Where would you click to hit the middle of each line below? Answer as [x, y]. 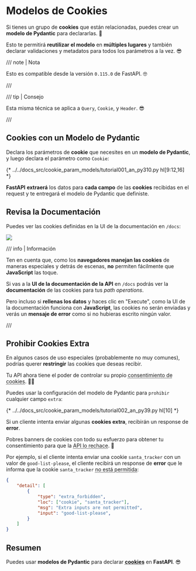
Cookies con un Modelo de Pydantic [73, 138]
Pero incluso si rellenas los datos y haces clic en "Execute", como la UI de [96, 301]
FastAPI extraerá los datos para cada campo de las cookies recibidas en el [97, 187]
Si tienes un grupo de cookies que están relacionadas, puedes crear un [92, 27]
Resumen [24, 548]
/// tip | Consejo [25, 97]
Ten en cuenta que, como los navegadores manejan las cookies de [88, 260]
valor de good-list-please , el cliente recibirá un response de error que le [94, 463]
